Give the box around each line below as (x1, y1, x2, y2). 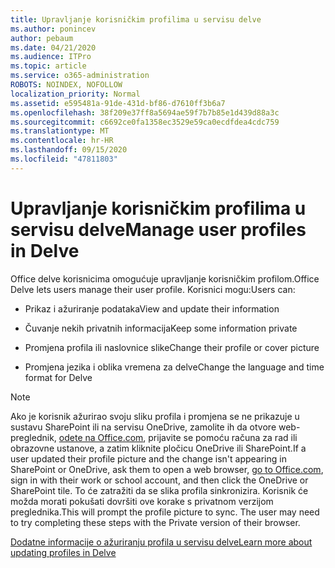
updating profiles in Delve (10, 546, 117, 558)
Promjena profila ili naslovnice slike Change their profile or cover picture (24, 341, 320, 353)
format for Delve (24, 371, 93, 383)
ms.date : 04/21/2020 (10, 42, 97, 53)
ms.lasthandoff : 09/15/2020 (10, 145, 128, 155)
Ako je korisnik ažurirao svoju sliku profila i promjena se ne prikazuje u (10, 410, 300, 422)
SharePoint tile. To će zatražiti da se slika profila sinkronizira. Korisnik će (10, 484, 309, 496)
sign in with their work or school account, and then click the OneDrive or (10, 474, 309, 486)
